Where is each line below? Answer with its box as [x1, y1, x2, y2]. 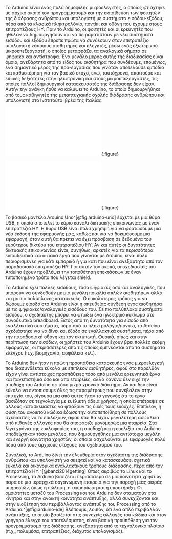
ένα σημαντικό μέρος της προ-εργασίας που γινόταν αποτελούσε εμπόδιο [5, 64, 164, 70]
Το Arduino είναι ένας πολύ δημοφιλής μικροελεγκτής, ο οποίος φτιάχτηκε [5, 5, 165, 10]
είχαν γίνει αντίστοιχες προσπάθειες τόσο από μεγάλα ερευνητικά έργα [5, 371, 160, 377]
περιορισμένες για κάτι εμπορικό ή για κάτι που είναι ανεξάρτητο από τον [5, 258, 163, 264]
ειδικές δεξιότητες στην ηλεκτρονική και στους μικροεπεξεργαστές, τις [5, 76, 158, 81]
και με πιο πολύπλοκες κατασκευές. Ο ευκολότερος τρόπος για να [5, 295, 147, 301]
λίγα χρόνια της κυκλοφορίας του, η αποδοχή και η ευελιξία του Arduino [5, 425, 161, 431]
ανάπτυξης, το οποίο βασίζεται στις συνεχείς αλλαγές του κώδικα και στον [5, 512, 167, 518]
